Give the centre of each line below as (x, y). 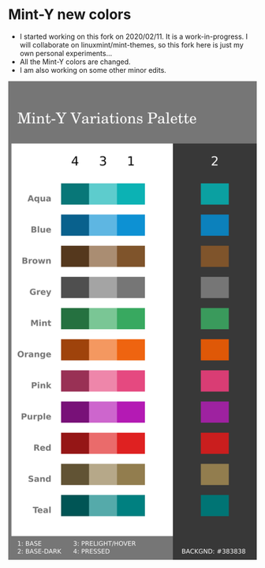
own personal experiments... (66, 53)
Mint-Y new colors (70, 15)
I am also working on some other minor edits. (93, 70)
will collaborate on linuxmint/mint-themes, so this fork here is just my (132, 44)
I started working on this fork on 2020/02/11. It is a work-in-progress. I (134, 36)
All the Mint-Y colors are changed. (75, 62)
